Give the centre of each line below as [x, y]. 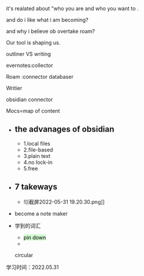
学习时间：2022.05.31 [32, 267]
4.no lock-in [38, 162]
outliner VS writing [29, 54]
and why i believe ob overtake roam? [51, 31]
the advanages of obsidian [64, 129]
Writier [14, 88]
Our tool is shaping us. [33, 43]
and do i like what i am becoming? [47, 20]
